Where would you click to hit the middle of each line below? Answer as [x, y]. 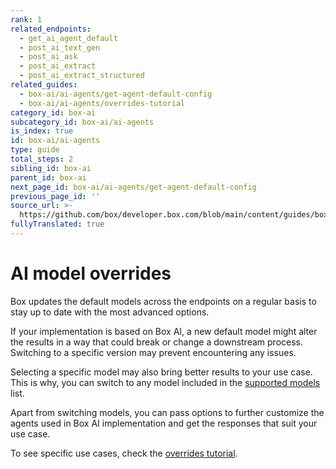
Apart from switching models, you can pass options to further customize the [167, 412]
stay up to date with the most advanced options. [110, 312]
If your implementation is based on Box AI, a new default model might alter [164, 331]
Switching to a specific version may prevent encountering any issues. [153, 352]
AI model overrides [91, 273]
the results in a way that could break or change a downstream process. [156, 342]
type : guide [35, 150]
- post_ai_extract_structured [82, 76]
